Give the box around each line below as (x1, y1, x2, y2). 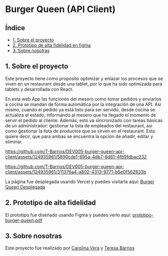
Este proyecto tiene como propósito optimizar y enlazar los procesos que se (5, 75, 163, 81)
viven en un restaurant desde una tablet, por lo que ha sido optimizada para (5, 80, 162, 87)
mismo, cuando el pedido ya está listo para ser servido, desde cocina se (5, 107, 155, 113)
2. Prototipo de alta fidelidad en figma (12, 42, 91, 48)
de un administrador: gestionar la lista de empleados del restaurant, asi (5, 122, 152, 129)
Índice (5, 24, 25, 32)
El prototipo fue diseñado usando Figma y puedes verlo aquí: (5, 212, 132, 218)
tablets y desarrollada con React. (5, 86, 74, 92)
